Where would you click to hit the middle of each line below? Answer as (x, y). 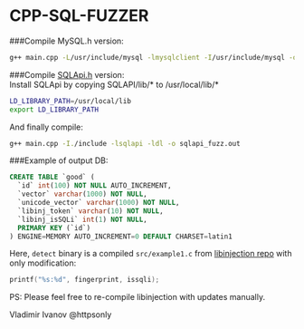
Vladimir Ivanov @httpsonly (61, 314)
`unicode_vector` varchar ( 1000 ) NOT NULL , (99, 203)
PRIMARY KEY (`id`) (54, 227)
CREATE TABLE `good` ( (52, 178)
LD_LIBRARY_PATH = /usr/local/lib (70, 101)
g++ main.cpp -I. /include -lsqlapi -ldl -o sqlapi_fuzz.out (125, 143)
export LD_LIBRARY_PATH (54, 110)
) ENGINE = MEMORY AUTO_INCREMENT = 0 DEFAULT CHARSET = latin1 (121, 237)
